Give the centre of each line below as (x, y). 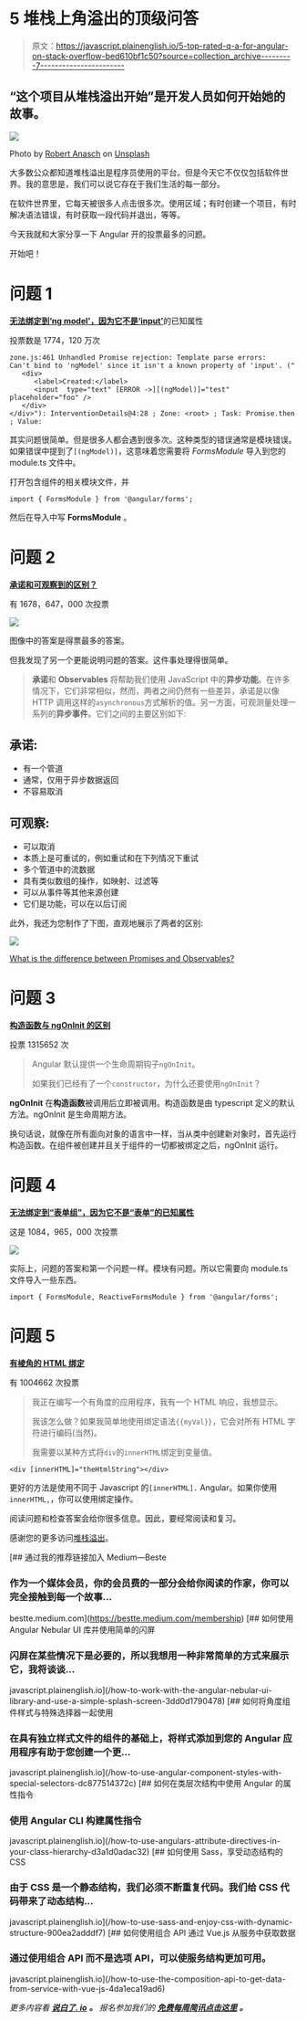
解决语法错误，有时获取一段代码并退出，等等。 (97, 215)
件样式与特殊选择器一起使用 (61, 1712)
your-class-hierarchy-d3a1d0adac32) (80, 1852)
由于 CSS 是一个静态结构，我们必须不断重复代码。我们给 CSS (144, 1888)
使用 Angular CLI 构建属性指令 (76, 1820)
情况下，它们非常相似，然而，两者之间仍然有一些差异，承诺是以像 (155, 690)
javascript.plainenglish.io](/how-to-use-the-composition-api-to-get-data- (148, 1979)
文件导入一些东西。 (46, 1280)
